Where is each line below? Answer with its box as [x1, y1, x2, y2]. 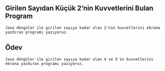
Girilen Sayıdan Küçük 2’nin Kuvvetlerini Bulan [5, 4, 154, 13]
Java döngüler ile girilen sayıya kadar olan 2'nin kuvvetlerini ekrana [5, 25, 160, 30]
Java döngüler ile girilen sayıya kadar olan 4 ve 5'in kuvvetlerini [5, 56, 154, 62]
